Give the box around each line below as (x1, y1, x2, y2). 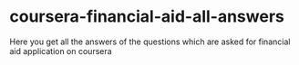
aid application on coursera (9, 45, 112, 56)
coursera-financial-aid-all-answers (9, 6, 284, 27)
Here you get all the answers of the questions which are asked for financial (9, 36, 291, 47)
